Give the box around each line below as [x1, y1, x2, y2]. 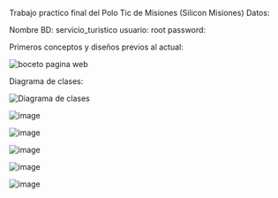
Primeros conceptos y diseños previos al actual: [9, 42, 184, 52]
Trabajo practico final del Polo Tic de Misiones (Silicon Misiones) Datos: [9, 8, 270, 18]
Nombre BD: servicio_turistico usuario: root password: [9, 25, 206, 34]
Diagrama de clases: [9, 76, 84, 87]
